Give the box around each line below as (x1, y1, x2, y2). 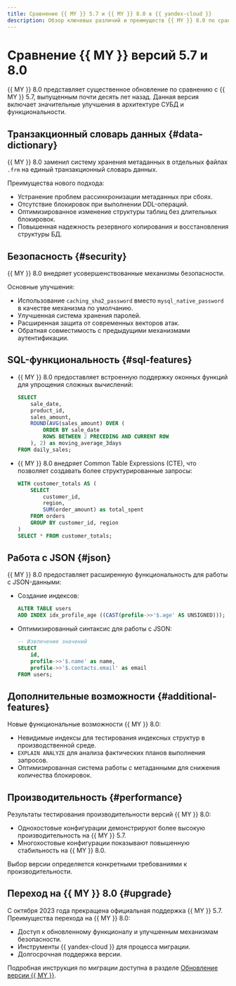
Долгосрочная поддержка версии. (17, 949, 122, 958)
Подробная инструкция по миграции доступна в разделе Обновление (7, 963, 218, 972)
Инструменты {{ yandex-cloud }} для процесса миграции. (17, 942, 191, 951)
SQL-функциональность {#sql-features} (7, 354, 192, 366)
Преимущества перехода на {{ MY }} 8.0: (7, 914, 131, 922)
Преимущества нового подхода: (7, 179, 105, 187)
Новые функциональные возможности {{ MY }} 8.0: (7, 720, 162, 728)
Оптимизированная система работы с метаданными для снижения (17, 764, 221, 772)
